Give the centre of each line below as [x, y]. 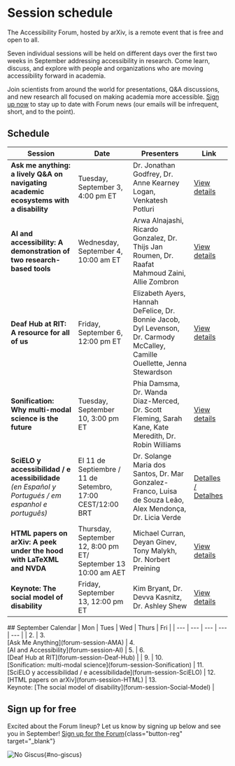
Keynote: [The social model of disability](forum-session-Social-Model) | [111, 687]
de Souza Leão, [158, 500]
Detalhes [208, 495]
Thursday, [95, 528]
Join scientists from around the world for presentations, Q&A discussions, [114, 89]
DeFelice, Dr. [154, 310]
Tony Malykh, [155, 550]
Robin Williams [157, 444]
